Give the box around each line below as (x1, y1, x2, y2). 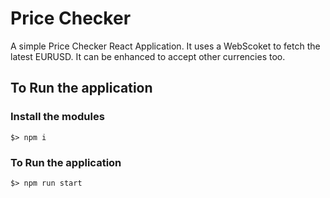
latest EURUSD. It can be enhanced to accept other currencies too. (10, 50, 286, 62)
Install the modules (10, 110, 105, 124)
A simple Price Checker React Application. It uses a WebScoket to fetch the (10, 40, 321, 52)
